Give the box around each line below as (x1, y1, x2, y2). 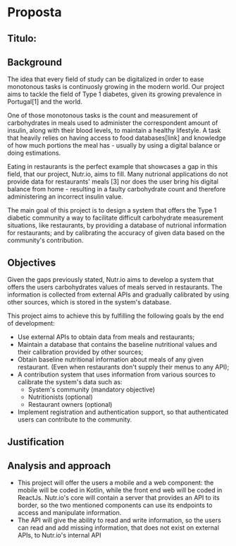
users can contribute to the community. (17, 415, 132, 424)
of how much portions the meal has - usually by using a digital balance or (7, 141, 221, 150)
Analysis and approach (7, 460, 111, 472)
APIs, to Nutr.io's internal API (17, 531, 101, 540)
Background (7, 56, 62, 68)
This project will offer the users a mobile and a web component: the (17, 478, 214, 487)
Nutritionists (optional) (27, 393, 93, 401)
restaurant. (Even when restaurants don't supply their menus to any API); (17, 363, 230, 372)
